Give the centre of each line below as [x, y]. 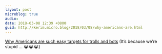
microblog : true [21, 14]
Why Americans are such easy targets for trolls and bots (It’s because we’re [81, 41]
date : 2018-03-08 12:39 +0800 [36, 23]
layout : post [18, 9]
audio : [12, 18]
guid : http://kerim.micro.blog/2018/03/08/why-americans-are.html [74, 28]
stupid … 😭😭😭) [23, 47]
